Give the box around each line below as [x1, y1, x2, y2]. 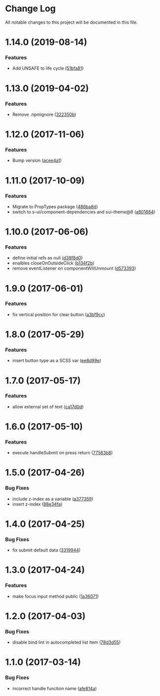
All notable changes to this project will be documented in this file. [5, 19, 138, 25]
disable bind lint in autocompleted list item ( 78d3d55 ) [12, 639, 121, 645]
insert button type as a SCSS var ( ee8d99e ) [12, 358, 101, 364]
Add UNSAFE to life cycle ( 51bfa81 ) [12, 65, 84, 72]
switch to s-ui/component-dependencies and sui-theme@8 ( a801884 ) [12, 209, 156, 215]
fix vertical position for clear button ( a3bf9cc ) [12, 311, 105, 317]
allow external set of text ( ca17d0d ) [12, 403, 84, 409]
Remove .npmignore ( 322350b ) [12, 111, 77, 117]
